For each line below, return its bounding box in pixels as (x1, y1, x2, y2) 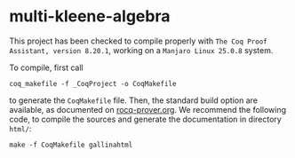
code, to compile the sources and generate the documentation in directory (9, 114, 282, 124)
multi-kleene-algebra (9, 6, 171, 27)
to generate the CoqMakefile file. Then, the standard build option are (9, 95, 258, 106)
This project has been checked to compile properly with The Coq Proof (9, 36, 268, 46)
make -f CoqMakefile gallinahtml (9, 140, 133, 149)
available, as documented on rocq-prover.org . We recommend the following (9, 104, 287, 115)
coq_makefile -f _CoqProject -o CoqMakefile (9, 79, 177, 88)
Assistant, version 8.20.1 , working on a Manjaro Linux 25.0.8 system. (9, 44, 274, 55)
